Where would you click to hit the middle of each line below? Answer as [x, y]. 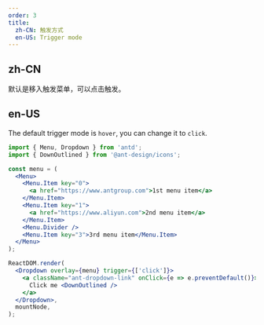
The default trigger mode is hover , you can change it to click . [108, 133]
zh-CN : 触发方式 [40, 30]
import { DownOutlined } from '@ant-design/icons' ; [94, 155]
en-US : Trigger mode [49, 37]
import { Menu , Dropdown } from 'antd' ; [75, 147]
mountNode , [33, 307]
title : [19, 23]
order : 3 [22, 15]
